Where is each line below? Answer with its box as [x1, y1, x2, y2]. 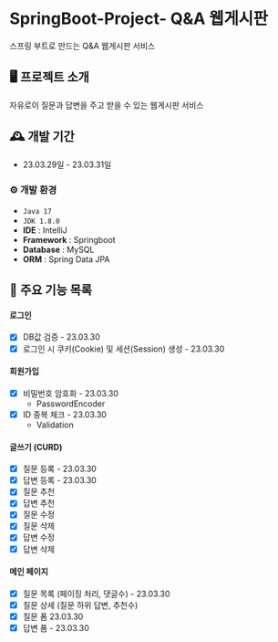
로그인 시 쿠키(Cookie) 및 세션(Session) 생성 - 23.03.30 [22, 343, 225, 354]
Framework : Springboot [22, 234, 116, 245]
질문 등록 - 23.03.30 [22, 463, 98, 475]
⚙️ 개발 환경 [9, 184, 57, 196]
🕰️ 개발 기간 [9, 129, 75, 144]
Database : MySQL [22, 244, 95, 255]
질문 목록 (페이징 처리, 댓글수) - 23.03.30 [22, 588, 170, 599]
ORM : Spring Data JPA [22, 253, 110, 265]
